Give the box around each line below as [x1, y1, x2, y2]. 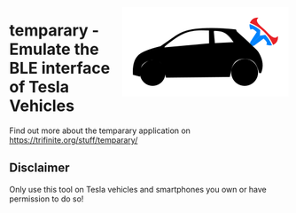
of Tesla [9, 77, 69, 98]
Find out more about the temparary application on [9, 125, 191, 136]
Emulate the [9, 39, 99, 59]
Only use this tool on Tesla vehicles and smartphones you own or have [9, 184, 268, 194]
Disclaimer [9, 161, 70, 176]
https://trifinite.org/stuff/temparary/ [9, 134, 138, 145]
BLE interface [9, 59, 111, 78]
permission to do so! [9, 193, 84, 204]
